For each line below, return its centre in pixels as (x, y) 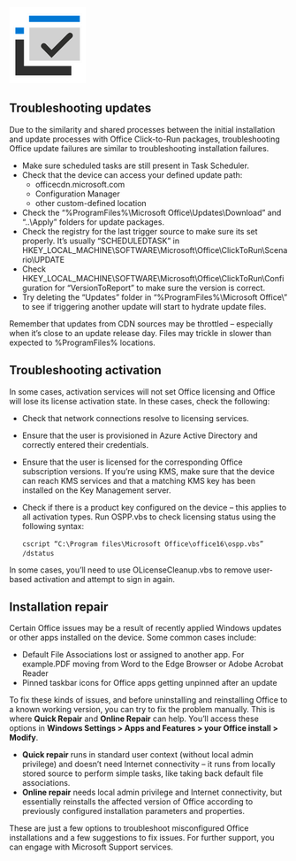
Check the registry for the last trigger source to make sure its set (140, 231)
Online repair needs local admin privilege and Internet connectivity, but (152, 792)
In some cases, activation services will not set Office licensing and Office (142, 391)
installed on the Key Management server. (96, 490)
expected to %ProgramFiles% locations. (83, 342)
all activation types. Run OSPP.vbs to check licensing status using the (149, 517)
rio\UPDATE (43, 259)
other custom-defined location (91, 203)
